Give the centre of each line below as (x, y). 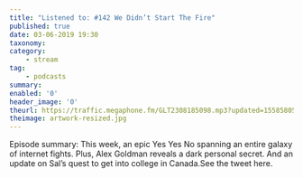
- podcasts (46, 77)
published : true (40, 26)
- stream (42, 60)
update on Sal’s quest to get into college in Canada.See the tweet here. (141, 164)
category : (28, 52)
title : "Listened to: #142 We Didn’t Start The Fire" (113, 18)
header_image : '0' (44, 102)
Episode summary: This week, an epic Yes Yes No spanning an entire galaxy (151, 145)
